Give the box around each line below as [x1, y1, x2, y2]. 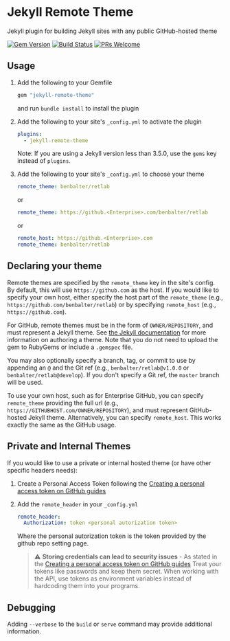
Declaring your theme [7, 260, 102, 272]
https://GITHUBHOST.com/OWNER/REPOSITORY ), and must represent [7, 406, 188, 414]
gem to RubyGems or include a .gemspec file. [7, 343, 133, 351]
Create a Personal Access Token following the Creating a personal [16, 479, 205, 488]
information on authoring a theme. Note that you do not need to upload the [7, 335, 218, 344]
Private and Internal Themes [7, 440, 131, 452]
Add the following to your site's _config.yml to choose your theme [16, 170, 205, 179]
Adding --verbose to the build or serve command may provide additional [7, 620, 213, 629]
